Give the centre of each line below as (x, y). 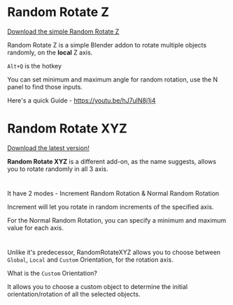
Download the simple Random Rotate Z (63, 31)
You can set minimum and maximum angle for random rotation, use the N (113, 79)
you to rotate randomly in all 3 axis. (58, 169)
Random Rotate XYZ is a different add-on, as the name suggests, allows (112, 161)
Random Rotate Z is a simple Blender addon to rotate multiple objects (107, 45)
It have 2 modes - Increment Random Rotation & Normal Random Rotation (113, 193)
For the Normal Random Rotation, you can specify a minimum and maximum (117, 221)
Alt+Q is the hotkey (34, 66)
